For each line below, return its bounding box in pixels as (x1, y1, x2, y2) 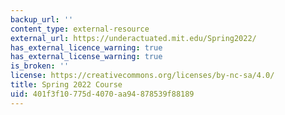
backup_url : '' (10, 14, 74, 25)
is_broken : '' (10, 61, 70, 71)
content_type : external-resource (10, 24, 150, 34)
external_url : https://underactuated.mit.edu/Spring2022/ (10, 33, 257, 43)
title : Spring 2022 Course (10, 80, 123, 90)
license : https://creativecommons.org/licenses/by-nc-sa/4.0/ (10, 71, 275, 81)
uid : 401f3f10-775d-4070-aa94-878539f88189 (10, 89, 195, 99)
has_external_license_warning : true (10, 52, 163, 62)
